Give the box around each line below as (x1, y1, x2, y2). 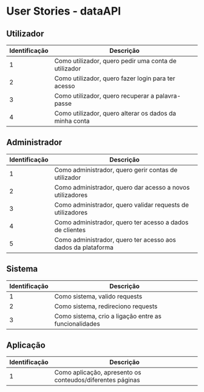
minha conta (54, 117, 90, 125)
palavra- (155, 92, 181, 100)
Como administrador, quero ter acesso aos (54, 235, 176, 244)
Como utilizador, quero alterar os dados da (54, 109, 177, 117)
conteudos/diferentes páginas (54, 376, 140, 384)
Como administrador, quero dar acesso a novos (54, 183, 190, 191)
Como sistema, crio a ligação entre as (54, 312, 162, 320)
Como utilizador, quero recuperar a (54, 92, 155, 100)
